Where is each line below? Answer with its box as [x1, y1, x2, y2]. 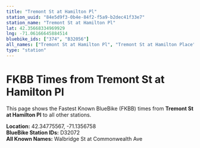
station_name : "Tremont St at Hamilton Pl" [6, 20, 116, 25]
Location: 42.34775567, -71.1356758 [6, 123, 96, 130]
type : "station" [6, 47, 46, 53]
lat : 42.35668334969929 [6, 25, 65, 31]
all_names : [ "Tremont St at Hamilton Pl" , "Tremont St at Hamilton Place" [6, 42, 196, 48]
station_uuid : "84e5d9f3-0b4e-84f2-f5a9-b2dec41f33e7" [6, 14, 145, 20]
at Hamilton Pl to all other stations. [6, 111, 92, 118]
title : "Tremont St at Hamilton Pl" [6, 8, 97, 15]
